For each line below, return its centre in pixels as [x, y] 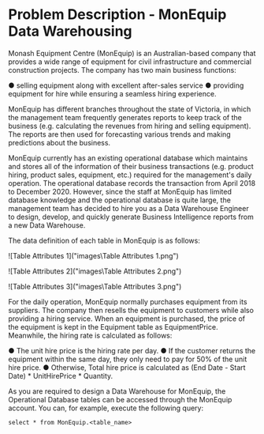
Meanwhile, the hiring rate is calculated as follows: [90, 335]
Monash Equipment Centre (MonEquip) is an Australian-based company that [132, 53]
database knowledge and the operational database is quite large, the [119, 200]
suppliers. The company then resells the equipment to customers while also [131, 310]
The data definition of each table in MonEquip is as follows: [104, 240]
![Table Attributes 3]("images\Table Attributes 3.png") [95, 286]
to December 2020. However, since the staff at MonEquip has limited [120, 191]
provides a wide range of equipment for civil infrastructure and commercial [130, 62]
